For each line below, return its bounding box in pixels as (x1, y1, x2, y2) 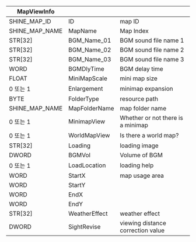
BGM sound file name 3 (119, 56, 184, 63)
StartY (68, 181, 86, 189)
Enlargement (68, 85, 103, 92)
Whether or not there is (119, 114, 184, 122)
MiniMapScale (68, 74, 108, 82)
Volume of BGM (119, 151, 163, 159)
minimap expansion (119, 85, 173, 92)
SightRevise (68, 223, 101, 230)
